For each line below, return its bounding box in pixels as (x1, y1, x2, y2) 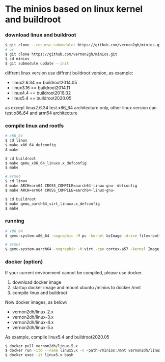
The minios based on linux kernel (5, 3, 143, 15)
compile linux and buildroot (12, 290, 68, 296)
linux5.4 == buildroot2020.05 (12, 95, 72, 101)
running (5, 218, 25, 225)
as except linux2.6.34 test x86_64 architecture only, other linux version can (5, 104, 157, 110)
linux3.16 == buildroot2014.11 (12, 85, 70, 91)
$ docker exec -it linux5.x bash (5, 353, 74, 358)
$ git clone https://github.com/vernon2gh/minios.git (5, 52, 118, 57)
